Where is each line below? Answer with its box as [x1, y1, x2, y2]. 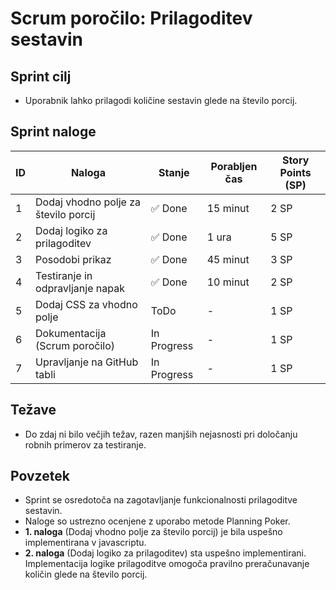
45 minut [206, 252, 250, 266]
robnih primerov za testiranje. [24, 438, 147, 451]
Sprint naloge [10, 123, 97, 141]
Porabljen [210, 159, 258, 173]
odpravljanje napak [35, 281, 125, 295]
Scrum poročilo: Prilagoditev [10, 7, 253, 30]
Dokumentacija [35, 326, 107, 340]
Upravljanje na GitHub [35, 355, 139, 369]
